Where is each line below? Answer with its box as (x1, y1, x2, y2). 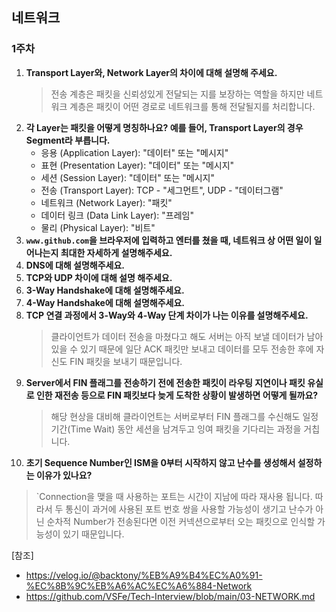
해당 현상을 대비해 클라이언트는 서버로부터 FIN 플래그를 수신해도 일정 (50, 410, 319, 422)
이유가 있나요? (35, 469, 93, 481)
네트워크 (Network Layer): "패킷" (40, 196, 173, 208)
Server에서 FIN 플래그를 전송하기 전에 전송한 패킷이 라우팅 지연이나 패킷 (25, 376, 306, 388)
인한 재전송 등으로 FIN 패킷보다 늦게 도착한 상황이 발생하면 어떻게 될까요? (35, 389, 319, 401)
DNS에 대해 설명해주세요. (25, 259, 125, 271)
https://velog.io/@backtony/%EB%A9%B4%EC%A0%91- (25, 569, 263, 581)
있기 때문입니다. (62, 528, 125, 540)
